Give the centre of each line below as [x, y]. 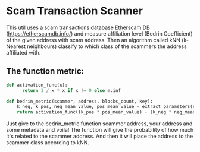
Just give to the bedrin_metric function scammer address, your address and [99, 123]
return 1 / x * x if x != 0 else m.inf [71, 90]
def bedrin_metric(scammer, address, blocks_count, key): [79, 101]
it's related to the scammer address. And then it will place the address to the [100, 136]
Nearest [16, 46]
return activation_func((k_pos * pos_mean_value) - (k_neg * [94, 112]
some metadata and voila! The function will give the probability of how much [100, 130]
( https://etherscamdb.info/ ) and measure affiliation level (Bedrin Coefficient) [99, 33]
